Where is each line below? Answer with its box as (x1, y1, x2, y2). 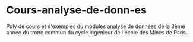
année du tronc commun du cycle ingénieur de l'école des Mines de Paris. (6, 29, 188, 36)
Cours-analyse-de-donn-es (6, 3, 147, 17)
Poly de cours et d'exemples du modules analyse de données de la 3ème (6, 23, 185, 30)
